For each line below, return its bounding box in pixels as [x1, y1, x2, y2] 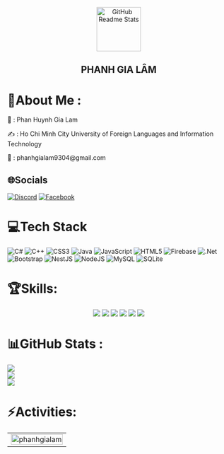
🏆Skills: [7, 281, 58, 297]
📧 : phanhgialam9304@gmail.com [7, 153, 106, 162]
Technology [7, 140, 42, 149]
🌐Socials [7, 174, 48, 186]
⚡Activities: [7, 404, 77, 420]
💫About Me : [7, 92, 82, 108]
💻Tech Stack [7, 219, 88, 235]
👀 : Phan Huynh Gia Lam [7, 115, 78, 124]
